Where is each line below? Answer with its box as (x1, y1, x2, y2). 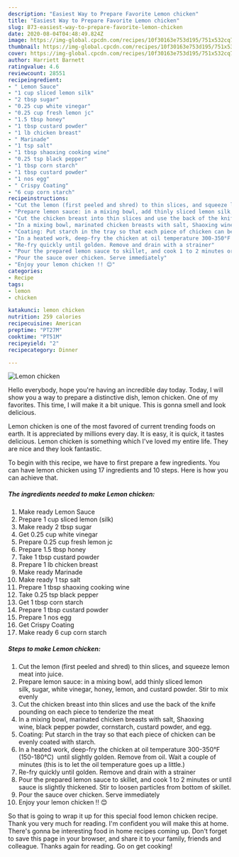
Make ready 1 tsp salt (18, 575, 81, 584)
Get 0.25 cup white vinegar (18, 530, 99, 539)
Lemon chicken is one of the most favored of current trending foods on (8, 422, 216, 431)
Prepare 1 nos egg (18, 613, 72, 621)
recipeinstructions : (8, 195, 70, 202)
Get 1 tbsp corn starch (18, 598, 84, 607)
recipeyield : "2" (8, 340, 60, 347)
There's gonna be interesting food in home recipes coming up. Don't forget (8, 827, 228, 836)
